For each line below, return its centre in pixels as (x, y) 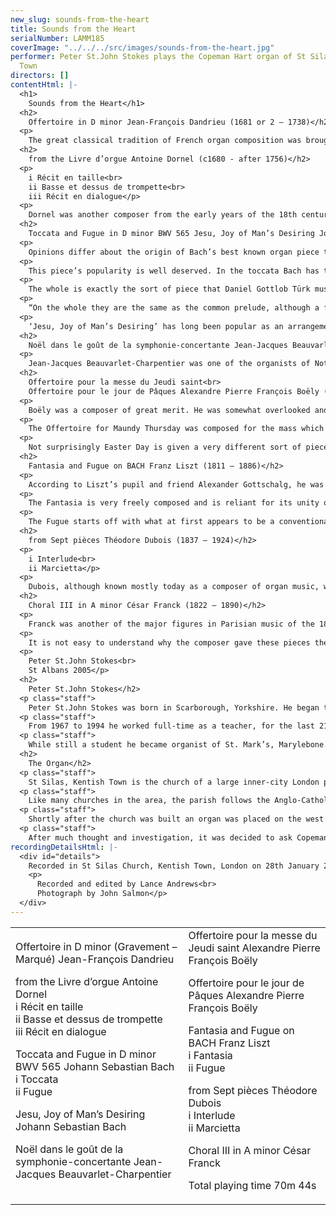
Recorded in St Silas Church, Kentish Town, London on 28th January (174, 866)
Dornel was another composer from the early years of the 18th (163, 215)
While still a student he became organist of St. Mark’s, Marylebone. (178, 745)
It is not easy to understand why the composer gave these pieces (169, 642)
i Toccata (37, 1079)
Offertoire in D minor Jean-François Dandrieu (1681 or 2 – (156, 122)
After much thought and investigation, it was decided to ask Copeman (178, 837)
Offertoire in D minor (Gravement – (96, 946)
